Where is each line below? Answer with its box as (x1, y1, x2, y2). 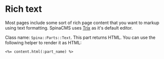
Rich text (5, 3, 42, 15)
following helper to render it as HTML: (5, 39, 82, 45)
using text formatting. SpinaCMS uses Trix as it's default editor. (5, 25, 133, 30)
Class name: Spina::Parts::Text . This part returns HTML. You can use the (5, 34, 156, 40)
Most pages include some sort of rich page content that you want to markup (5, 20, 160, 26)
